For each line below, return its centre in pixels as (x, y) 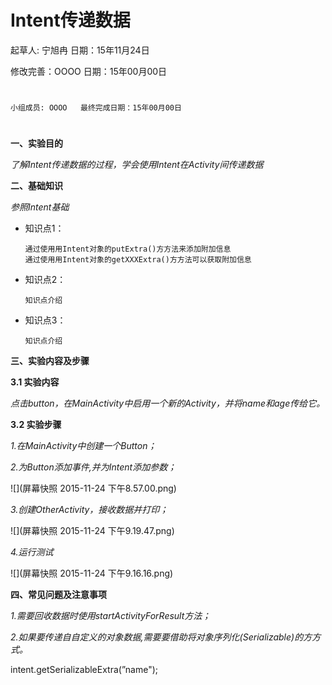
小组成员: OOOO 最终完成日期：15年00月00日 (96, 108)
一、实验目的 (36, 143)
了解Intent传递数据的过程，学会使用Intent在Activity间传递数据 (137, 165)
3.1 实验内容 (35, 382)
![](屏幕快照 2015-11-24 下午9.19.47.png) (92, 531)
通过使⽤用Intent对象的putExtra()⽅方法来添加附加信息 (128, 249)
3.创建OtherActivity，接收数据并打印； (89, 510)
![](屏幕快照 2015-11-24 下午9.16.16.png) (92, 573)
